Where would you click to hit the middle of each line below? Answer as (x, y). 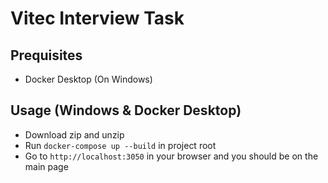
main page (46, 166)
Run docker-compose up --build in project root (120, 145)
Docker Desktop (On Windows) (88, 79)
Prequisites (46, 55)
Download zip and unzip (74, 134)
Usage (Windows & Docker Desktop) (126, 110)
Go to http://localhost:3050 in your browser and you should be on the (171, 156)
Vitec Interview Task (97, 18)
